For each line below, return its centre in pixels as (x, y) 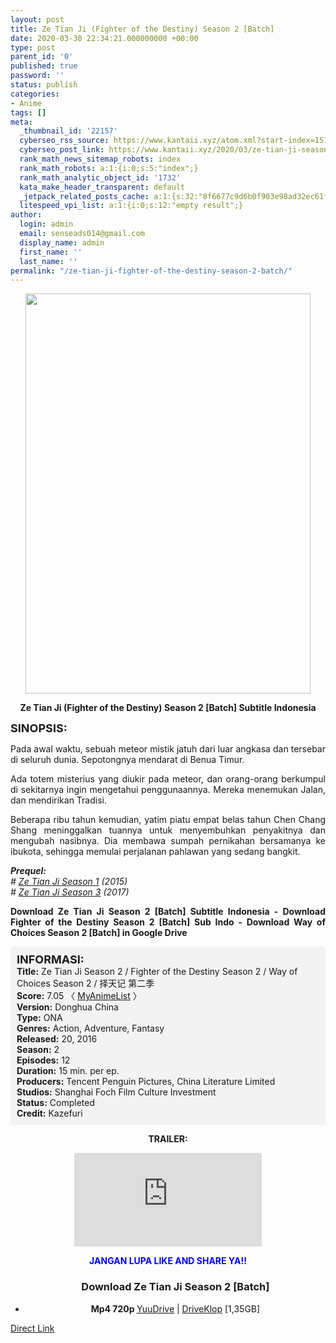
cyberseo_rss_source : (64, 141)
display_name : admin (62, 242)
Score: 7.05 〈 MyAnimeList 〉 (79, 996)
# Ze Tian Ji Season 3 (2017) (70, 892)
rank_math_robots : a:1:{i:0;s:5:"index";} (109, 168)
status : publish (44, 85)
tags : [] (28, 112)
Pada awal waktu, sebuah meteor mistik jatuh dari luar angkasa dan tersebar (168, 749)
